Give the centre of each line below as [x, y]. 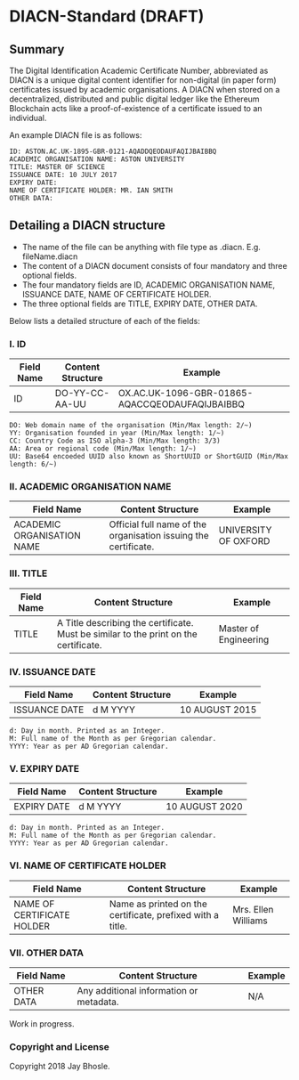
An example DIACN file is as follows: [76, 135]
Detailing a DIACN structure [88, 226]
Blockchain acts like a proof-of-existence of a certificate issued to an [136, 108]
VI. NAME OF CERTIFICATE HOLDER [88, 865]
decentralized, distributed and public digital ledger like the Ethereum [134, 99]
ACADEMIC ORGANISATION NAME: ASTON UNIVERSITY [97, 159]
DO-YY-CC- [82, 394]
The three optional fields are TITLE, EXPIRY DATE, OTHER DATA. [140, 304]
